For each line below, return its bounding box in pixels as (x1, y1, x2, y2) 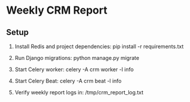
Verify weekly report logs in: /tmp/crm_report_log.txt (14, 89, 144, 95)
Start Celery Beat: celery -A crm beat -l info (14, 78, 122, 84)
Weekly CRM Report (6, 4, 108, 17)
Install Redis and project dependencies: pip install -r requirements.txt (14, 43, 184, 50)
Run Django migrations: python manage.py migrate (14, 55, 140, 61)
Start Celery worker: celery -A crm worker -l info (14, 66, 134, 73)
